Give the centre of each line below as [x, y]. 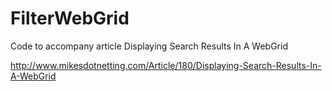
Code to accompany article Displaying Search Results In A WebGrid [149, 46]
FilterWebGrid [70, 18]
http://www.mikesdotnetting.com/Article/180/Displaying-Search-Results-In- [166, 65]
